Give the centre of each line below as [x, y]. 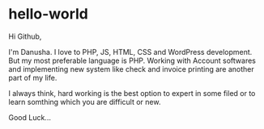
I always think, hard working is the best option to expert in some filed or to [132, 93]
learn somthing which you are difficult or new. [85, 102]
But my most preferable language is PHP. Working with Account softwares [132, 60]
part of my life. [33, 77]
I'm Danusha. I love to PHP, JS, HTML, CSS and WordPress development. [130, 52]
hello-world [49, 14]
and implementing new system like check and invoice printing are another [132, 69]
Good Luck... [30, 117]
